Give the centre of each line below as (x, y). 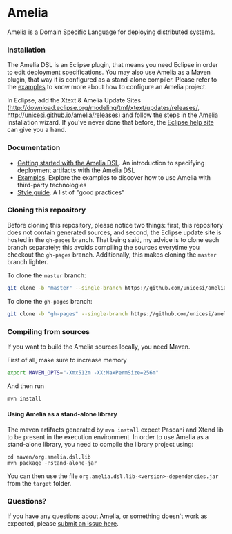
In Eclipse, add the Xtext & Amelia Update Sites (74, 100)
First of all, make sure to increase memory (67, 360)
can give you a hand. (37, 130)
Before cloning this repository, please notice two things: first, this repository (115, 225)
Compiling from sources (48, 331)
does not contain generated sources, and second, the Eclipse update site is (115, 232)
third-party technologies (52, 185)
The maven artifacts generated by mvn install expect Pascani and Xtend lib (115, 430)
